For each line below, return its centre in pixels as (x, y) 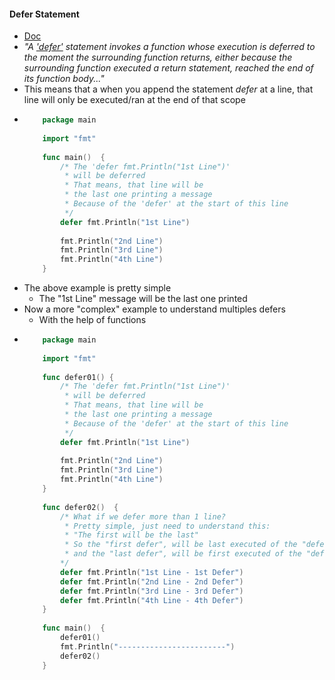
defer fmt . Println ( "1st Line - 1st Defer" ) (152, 572)
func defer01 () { (78, 377)
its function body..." (64, 79)
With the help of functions (92, 320)
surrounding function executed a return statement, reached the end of (168, 68)
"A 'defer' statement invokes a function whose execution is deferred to (169, 47)
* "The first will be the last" (131, 535)
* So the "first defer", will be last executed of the (181, 545)
